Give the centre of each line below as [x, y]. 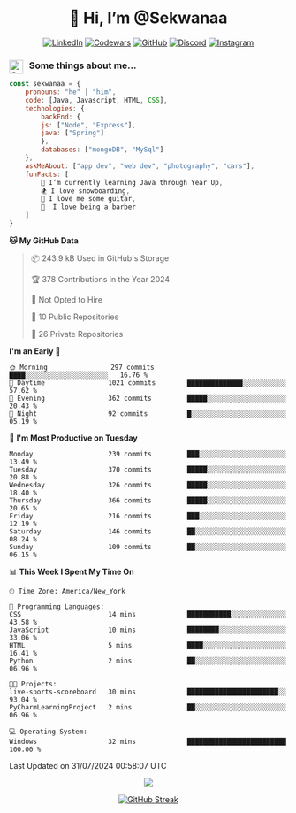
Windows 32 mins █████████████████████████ [148, 741]
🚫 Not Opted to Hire [67, 299]
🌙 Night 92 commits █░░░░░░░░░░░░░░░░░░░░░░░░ [148, 414]
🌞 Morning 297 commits [82, 367]
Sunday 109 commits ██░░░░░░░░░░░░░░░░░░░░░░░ [148, 547]
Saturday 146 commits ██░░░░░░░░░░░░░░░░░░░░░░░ [148, 531]
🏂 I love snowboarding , [86, 191]
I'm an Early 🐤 [35, 351]
